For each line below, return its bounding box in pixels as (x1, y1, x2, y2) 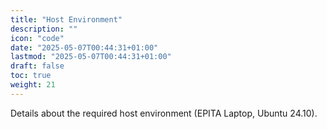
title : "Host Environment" (10, 14, 123, 25)
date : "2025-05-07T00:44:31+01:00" (10, 42, 159, 53)
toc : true (10, 71, 52, 81)
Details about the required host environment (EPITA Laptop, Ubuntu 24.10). (10, 107, 318, 119)
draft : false (10, 61, 65, 71)
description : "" (10, 24, 78, 34)
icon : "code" (10, 33, 65, 43)
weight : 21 (10, 80, 56, 90)
